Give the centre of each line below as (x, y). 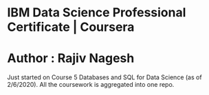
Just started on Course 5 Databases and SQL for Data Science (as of (104, 77)
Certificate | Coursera (71, 27)
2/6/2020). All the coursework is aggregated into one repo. (91, 85)
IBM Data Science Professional (97, 13)
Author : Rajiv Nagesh (71, 58)
